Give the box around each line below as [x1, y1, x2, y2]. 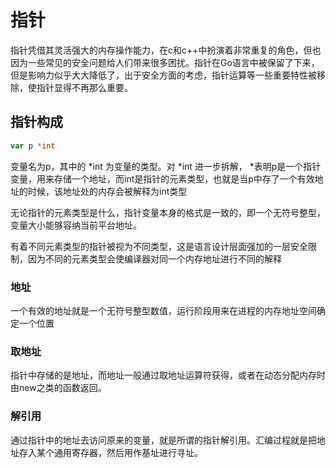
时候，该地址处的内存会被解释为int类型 [27, 185, 188, 197]
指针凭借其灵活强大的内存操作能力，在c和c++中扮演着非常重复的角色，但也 [10, 44, 322, 56]
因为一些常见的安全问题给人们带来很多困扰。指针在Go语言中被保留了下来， [10, 56, 320, 68]
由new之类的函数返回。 [10, 382, 107, 394]
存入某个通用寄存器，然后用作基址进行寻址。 [18, 446, 203, 458]
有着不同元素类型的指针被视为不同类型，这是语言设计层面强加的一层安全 [10, 240, 308, 252]
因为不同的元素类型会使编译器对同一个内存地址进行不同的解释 [27, 252, 282, 265]
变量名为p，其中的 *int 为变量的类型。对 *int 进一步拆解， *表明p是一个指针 [10, 160, 322, 172]
